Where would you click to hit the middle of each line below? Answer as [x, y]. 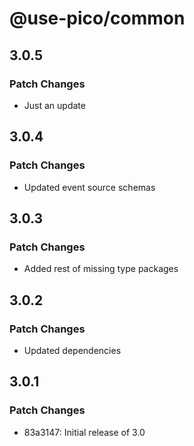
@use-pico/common [97, 18]
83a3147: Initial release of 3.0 [84, 432]
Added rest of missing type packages [101, 269]
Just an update [54, 105]
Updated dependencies [72, 350]
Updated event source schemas [89, 187]
